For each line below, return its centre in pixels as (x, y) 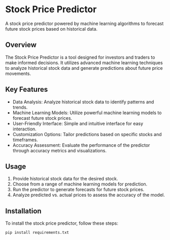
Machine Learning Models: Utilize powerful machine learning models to (87, 113)
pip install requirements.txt (37, 233)
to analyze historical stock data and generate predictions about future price (84, 68)
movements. (18, 73)
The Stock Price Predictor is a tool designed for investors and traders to (80, 57)
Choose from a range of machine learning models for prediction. (80, 184)
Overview (21, 45)
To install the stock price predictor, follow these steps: (62, 223)
